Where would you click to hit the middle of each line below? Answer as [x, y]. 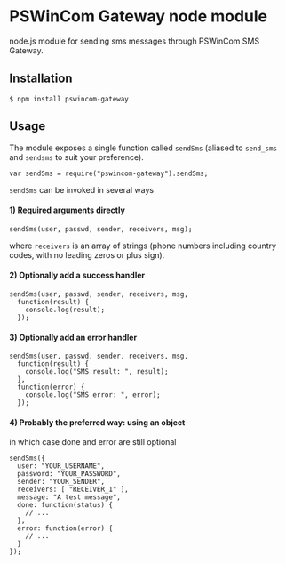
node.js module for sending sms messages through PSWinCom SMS [135, 41]
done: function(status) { [65, 505]
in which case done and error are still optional [93, 442]
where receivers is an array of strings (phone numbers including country [143, 246]
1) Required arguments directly [68, 210]
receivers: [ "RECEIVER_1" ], [73, 490]
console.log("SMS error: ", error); [93, 395]
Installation [41, 79]
